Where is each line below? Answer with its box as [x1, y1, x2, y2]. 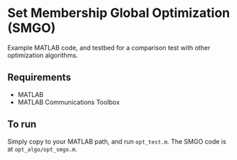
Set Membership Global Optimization [7, 5, 231, 21]
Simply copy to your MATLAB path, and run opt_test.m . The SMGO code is [7, 137, 226, 146]
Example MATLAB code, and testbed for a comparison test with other [7, 43, 211, 52]
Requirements [7, 72, 71, 84]
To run [7, 118, 37, 130]
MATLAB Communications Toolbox [17, 98, 120, 106]
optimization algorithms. [7, 51, 78, 59]
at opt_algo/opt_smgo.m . [7, 144, 78, 153]
